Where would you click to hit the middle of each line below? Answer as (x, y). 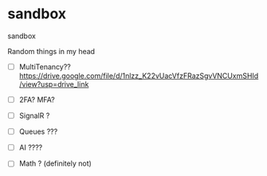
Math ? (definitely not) (55, 163)
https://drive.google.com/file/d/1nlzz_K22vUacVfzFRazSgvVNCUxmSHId (139, 76)
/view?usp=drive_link (54, 84)
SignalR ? (34, 115)
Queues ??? (38, 131)
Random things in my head (51, 51)
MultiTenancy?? (45, 66)
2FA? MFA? (37, 100)
